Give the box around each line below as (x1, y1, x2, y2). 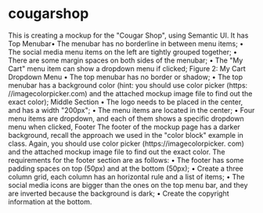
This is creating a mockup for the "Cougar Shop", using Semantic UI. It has (8, 31, 249, 40)
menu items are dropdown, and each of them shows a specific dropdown (8, 114, 244, 123)
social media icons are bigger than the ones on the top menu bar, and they (8, 180, 248, 190)
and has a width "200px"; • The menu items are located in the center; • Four (8, 105, 255, 114)
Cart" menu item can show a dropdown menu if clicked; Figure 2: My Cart (8, 63, 247, 73)
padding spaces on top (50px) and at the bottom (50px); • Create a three (8, 164, 244, 173)
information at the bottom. (8, 197, 92, 206)
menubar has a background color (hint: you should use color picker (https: (8, 80, 248, 90)
